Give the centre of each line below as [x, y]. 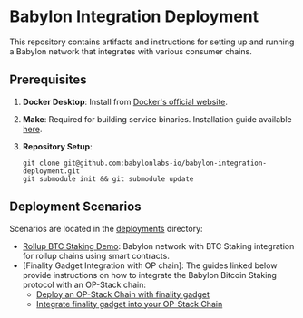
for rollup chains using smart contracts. [96, 255]
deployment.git [51, 171]
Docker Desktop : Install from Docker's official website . [125, 101]
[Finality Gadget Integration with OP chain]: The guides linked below [150, 265]
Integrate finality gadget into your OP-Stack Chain [129, 304]
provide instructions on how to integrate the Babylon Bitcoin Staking [149, 275]
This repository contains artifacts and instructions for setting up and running [152, 42]
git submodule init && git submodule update [108, 178]
